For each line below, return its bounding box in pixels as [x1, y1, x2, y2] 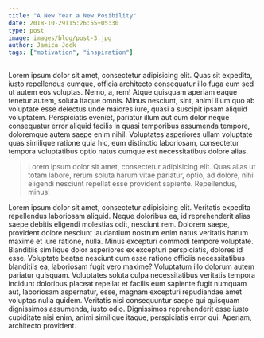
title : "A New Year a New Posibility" [8, 11, 137, 20]
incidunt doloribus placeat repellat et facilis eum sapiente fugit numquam [8, 279, 247, 288]
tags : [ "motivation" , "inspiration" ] [8, 49, 134, 56]
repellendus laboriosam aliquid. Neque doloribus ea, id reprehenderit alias [8, 212, 250, 220]
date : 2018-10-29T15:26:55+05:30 [8, 19, 119, 27]
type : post [8, 26, 45, 34]
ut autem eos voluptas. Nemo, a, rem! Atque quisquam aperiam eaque [8, 87, 238, 96]
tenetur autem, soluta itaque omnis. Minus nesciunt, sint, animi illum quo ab [8, 96, 255, 105]
